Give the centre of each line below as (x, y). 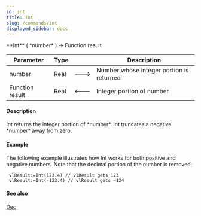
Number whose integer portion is (143, 71)
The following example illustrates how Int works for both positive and (91, 158)
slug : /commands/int (32, 23)
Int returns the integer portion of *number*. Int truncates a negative (89, 124)
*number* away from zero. (39, 131)
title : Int (20, 17)
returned (109, 78)
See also (17, 194)
